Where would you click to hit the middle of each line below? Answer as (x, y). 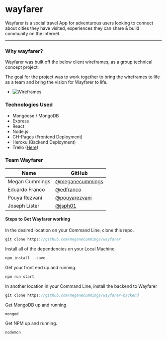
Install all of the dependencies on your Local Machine (60, 249)
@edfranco (68, 189)
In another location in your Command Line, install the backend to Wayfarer (81, 286)
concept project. (22, 67)
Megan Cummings (29, 181)
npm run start (20, 277)
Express (21, 121)
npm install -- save (25, 258)
